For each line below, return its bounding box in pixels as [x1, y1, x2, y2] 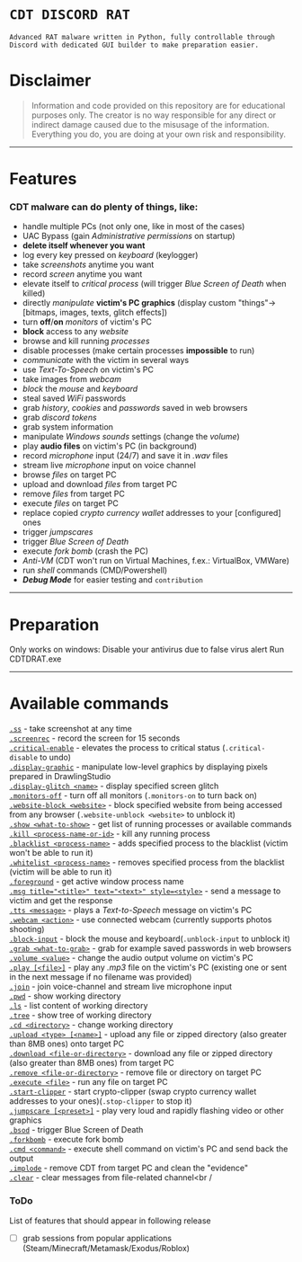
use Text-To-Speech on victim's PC [22, 364, 155, 375]
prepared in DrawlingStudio [9, 771, 111, 782]
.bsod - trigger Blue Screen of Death [9, 1124, 144, 1135]
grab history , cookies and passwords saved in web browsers [22, 403, 248, 413]
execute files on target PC [22, 498, 119, 509]
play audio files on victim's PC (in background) [22, 440, 198, 451]
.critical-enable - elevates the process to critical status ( [9, 742, 226, 753]
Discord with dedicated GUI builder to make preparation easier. [9, 40, 259, 49]
